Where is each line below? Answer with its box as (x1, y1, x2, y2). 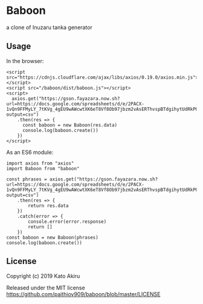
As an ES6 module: (6, 148, 54, 156)
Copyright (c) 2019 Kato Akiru (6, 272, 80, 279)
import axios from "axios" (6, 160, 74, 167)
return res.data (28, 202, 69, 209)
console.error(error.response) (28, 219, 107, 225)
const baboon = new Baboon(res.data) (22, 122, 118, 128)
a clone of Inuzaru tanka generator (6, 24, 92, 31)
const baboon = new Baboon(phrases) (6, 234, 98, 240)
